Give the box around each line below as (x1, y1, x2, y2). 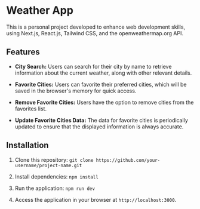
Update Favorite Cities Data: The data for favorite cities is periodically (14, 116, 188, 124)
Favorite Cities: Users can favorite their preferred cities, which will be (14, 81, 187, 88)
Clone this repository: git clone (14, 156, 94, 163)
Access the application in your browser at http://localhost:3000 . (14, 196, 177, 203)
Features (6, 47, 40, 57)
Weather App (6, 4, 73, 17)
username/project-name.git (14, 162, 82, 168)
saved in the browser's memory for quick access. (14, 87, 137, 94)
